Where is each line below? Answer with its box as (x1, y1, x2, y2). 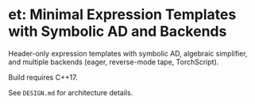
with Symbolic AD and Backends (8, 22, 227, 40)
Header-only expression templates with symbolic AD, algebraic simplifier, (8, 48, 248, 58)
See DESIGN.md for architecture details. (8, 87, 133, 97)
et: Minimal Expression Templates (8, 6, 237, 24)
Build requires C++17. (8, 72, 78, 82)
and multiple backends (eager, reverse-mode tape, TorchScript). (8, 57, 219, 67)
